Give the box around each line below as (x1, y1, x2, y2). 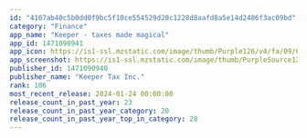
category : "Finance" (9, 22, 89, 31)
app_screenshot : (9, 55, 71, 64)
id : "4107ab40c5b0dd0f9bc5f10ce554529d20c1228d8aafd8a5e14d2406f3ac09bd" (9, 13, 297, 23)
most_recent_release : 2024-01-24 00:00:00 (9, 89, 174, 98)
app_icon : (9, 47, 48, 56)
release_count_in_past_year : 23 (9, 97, 132, 107)
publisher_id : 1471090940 (9, 64, 108, 74)
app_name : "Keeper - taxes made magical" (9, 30, 170, 39)
